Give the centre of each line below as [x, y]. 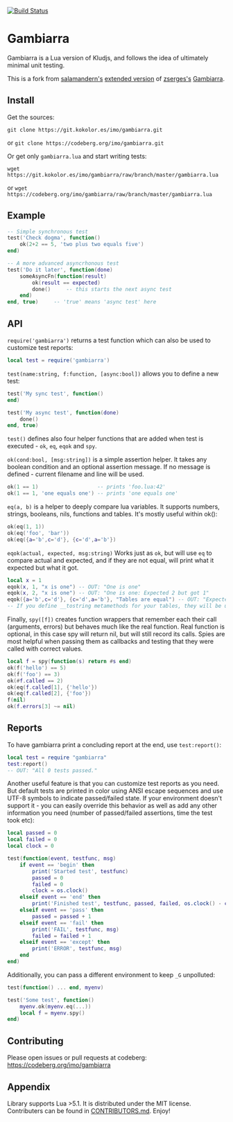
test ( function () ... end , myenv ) [55, 988]
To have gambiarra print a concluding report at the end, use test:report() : [114, 744]
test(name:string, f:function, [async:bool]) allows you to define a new [113, 374]
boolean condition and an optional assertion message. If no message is [109, 467]
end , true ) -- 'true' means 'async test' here [82, 302]
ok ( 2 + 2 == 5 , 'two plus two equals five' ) [82, 245]
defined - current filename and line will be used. [76, 474]
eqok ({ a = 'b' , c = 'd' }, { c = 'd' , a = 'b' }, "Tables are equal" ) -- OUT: [104, 599]
